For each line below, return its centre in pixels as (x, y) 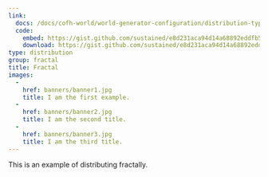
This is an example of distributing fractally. (78, 164)
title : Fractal (33, 68)
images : (21, 75)
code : (25, 30)
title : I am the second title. (75, 120)
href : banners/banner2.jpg (67, 112)
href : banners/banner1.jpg (67, 90)
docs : (25, 23)
